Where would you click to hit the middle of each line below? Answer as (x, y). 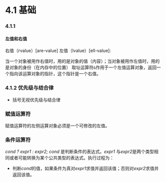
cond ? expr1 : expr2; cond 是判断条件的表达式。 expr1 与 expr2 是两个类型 (80, 152)
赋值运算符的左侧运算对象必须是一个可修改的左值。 (57, 126)
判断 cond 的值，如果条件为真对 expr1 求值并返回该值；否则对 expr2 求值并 (85, 169)
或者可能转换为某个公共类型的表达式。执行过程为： (62, 158)
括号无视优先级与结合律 (36, 100)
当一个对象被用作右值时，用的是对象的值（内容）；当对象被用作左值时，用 (80, 61)
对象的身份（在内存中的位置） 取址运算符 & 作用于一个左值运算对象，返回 (83, 67)
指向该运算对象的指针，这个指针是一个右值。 (55, 74)
